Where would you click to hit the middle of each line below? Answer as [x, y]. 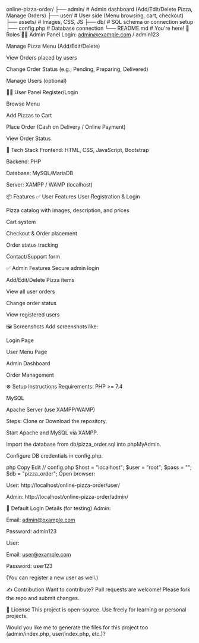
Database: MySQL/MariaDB [40, 173]
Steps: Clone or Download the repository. [57, 421]
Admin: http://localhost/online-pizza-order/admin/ [67, 497]
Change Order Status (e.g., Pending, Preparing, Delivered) [77, 69]
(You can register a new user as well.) [52, 577]
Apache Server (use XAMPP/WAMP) [51, 409]
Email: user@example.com [39, 555]
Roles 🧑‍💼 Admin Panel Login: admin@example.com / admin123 [83, 35]
